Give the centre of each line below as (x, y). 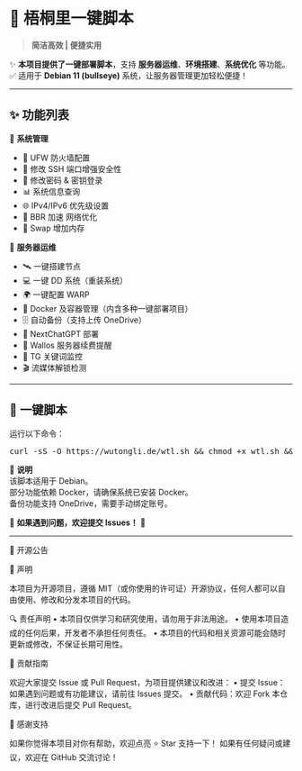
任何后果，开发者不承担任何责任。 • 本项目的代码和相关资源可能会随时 (155, 632)
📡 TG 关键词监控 (52, 356)
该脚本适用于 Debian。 (51, 481)
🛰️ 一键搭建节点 (51, 266)
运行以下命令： (37, 433)
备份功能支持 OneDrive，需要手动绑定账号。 (91, 503)
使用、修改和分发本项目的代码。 (76, 599)
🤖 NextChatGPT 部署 (61, 333)
